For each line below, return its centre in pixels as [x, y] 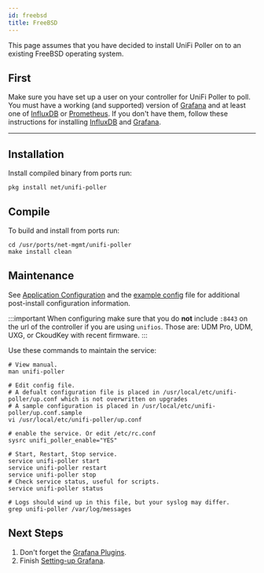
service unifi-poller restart [58, 468]
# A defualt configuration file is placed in [84, 392]
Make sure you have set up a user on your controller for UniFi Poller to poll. [130, 97]
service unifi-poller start [54, 461]
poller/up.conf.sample [45, 413]
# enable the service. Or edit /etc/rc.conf [82, 433]
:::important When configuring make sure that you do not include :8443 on [128, 318]
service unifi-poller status [56, 488]
